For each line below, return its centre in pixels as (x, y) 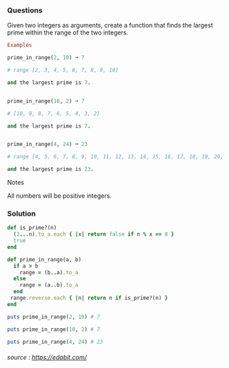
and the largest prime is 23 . (51, 170)
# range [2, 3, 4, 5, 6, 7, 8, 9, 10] (63, 70)
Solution (22, 214)
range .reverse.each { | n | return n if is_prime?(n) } (89, 298)
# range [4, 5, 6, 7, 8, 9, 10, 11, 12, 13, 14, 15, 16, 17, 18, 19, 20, (116, 157)
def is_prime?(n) (32, 228)
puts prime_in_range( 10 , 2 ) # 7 (53, 329)
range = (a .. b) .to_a (49, 285)
